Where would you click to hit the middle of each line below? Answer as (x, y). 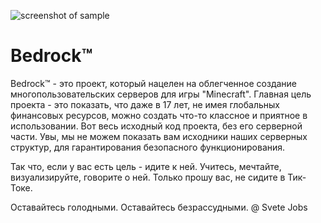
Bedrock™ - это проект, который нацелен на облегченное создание (154, 83)
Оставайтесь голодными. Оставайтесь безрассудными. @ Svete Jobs (159, 207)
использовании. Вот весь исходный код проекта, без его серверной (156, 126)
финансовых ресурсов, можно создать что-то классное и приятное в (159, 115)
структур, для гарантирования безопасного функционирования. (148, 147)
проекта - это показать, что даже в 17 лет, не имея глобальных (145, 104)
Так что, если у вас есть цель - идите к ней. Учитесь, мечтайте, (146, 166)
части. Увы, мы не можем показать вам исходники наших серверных (159, 136)
